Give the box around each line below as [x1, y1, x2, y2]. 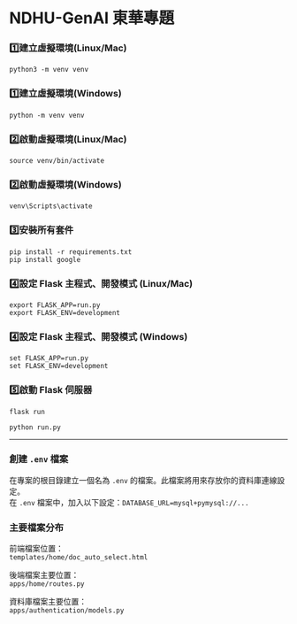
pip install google [9, 255, 81, 264]
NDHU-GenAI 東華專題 [9, 8, 175, 28]
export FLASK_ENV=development [9, 308, 121, 317]
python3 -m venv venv [9, 65, 89, 74]
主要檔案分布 [9, 521, 65, 534]
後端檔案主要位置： [9, 570, 80, 581]
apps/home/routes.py [9, 580, 86, 589]
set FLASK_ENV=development [9, 362, 109, 371]
